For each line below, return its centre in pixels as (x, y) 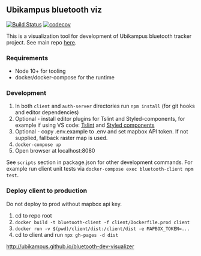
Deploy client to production (47, 190)
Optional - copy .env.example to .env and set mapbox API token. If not (101, 132)
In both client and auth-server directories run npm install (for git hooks (105, 106)
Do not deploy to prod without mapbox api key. (64, 204)
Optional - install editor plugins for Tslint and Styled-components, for (100, 119)
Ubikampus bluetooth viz (54, 10)
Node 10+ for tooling (40, 71)
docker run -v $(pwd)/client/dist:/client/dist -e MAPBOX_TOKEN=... (102, 229)
